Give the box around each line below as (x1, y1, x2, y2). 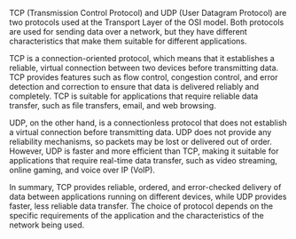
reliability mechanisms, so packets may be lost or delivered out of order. (9, 137, 273, 147)
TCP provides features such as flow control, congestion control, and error (9, 72, 278, 83)
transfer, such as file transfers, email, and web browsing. (9, 100, 217, 110)
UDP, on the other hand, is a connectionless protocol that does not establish (9, 117, 288, 128)
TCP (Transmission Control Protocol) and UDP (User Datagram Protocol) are (9, 8, 287, 18)
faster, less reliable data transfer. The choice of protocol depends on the (9, 201, 273, 211)
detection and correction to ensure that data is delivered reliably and (9, 82, 260, 92)
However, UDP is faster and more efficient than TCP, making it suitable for (9, 146, 279, 156)
